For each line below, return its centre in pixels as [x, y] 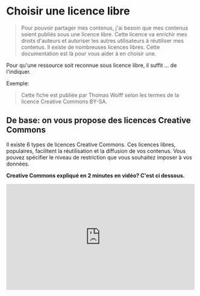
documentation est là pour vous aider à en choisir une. [89, 53]
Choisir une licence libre [68, 11]
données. [18, 164]
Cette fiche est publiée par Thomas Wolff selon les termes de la [100, 95]
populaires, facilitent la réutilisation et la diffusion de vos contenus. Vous [96, 151]
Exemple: [18, 83]
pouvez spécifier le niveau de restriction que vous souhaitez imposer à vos [99, 157]
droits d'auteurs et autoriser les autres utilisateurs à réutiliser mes [102, 40]
